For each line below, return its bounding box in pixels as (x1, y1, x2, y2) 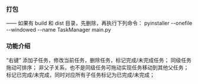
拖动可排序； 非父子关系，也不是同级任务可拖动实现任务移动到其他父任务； (6, 63, 189, 71)
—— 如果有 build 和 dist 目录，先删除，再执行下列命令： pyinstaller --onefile (6, 19, 193, 27)
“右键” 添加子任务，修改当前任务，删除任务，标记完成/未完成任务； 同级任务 (6, 56, 192, 63)
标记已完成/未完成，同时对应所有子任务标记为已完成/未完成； (6, 71, 155, 78)
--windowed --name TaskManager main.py (6, 26, 111, 33)
